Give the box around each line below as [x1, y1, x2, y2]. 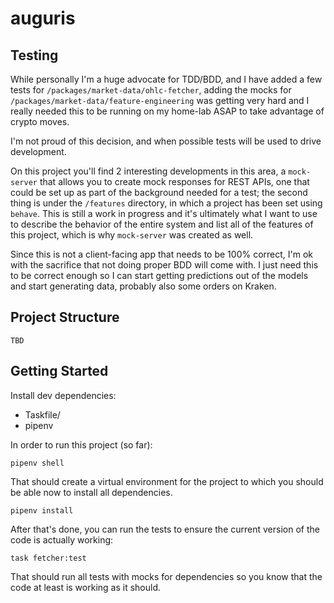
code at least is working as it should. [10, 581, 162, 593]
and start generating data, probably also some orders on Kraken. [10, 280, 277, 292]
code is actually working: [10, 533, 114, 546]
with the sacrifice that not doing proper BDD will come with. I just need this [10, 259, 319, 271]
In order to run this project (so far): [10, 438, 153, 451]
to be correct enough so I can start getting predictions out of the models [10, 270, 309, 281]
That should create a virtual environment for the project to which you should [10, 475, 324, 487]
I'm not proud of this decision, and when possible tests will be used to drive [10, 135, 322, 147]
